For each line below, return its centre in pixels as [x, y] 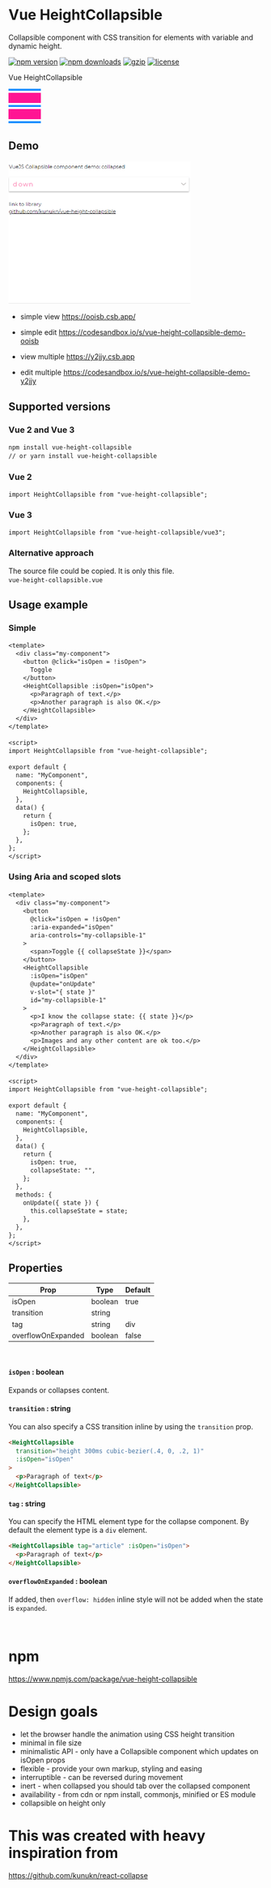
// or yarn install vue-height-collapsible [83, 456]
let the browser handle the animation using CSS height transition [127, 1734]
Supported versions [59, 407]
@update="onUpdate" [62, 984]
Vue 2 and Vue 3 [42, 430]
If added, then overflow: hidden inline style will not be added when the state [136, 1599]
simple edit [38, 332]
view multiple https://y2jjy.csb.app [77, 357]
